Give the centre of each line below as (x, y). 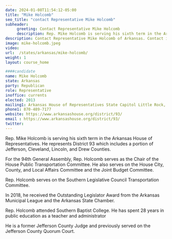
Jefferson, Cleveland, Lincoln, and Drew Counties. (58, 149)
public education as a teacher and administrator (56, 216)
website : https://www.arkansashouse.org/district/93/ (64, 114)
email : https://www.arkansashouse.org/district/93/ (63, 119)
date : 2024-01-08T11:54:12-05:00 (41, 10)
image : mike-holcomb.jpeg (33, 43)
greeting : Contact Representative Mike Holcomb (68, 29)
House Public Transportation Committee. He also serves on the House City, (84, 164)
